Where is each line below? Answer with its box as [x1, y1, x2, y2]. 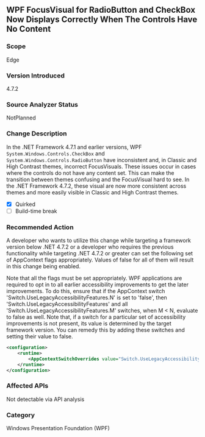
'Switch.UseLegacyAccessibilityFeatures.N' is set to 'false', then [6, 294, 168, 301]
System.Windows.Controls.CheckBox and [6, 149, 105, 157]
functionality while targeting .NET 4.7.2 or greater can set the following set [6, 250, 193, 257]
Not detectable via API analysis [6, 396, 85, 403]
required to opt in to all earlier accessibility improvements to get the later [6, 281, 189, 288]
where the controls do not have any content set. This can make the [6, 169, 174, 176]
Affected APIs [6, 382, 49, 390]
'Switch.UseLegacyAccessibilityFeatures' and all [6, 300, 128, 307]
